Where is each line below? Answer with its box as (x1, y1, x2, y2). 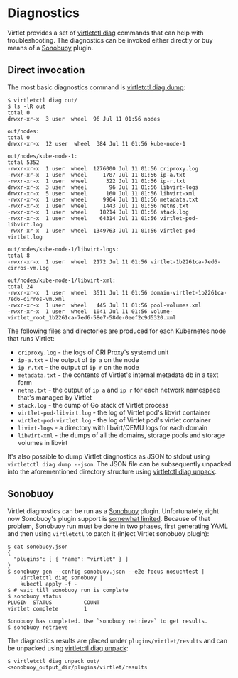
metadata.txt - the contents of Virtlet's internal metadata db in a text (17, 371, 219, 379)
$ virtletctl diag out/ (7, 97, 78, 104)
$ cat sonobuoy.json (7, 543, 69, 550)
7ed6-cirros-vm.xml (7, 295, 65, 302)
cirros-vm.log (7, 264, 50, 271)
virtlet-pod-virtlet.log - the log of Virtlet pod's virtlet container (17, 415, 211, 424)
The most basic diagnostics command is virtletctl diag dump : (7, 83, 186, 92)
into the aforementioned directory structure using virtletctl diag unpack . (7, 467, 217, 476)
